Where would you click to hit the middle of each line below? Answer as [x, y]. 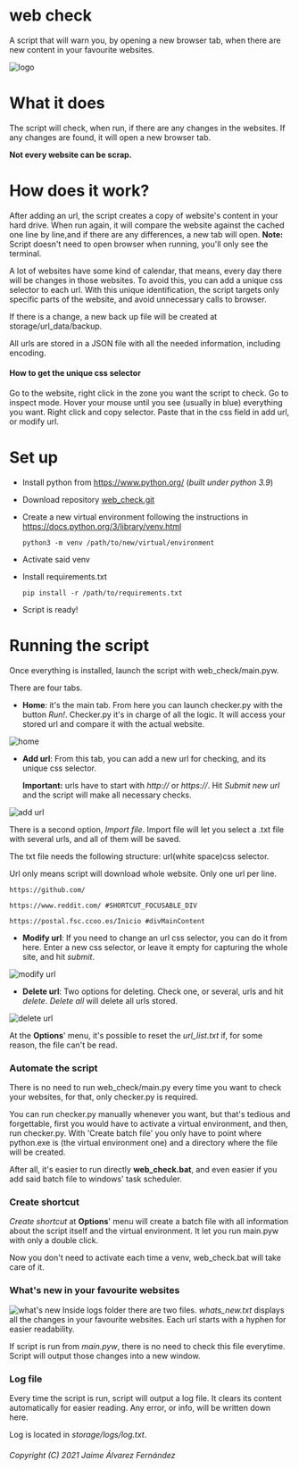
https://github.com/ [48, 889]
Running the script [79, 646]
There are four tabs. [46, 688]
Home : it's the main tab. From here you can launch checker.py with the [152, 705]
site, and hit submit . [58, 956]
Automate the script [54, 1068]
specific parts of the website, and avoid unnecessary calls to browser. [138, 299]
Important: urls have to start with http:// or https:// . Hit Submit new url [151, 785]
